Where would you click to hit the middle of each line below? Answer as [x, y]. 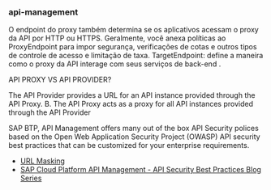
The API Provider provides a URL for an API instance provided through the [132, 95]
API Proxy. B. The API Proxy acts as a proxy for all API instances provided [131, 104]
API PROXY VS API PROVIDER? [60, 80]
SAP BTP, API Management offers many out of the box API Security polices [134, 129]
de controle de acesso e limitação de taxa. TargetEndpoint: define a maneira [136, 56]
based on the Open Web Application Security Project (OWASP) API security [135, 137]
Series [31, 178]
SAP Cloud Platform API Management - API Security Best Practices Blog [141, 170]
